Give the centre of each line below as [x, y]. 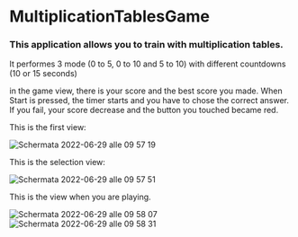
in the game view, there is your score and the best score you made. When [146, 91]
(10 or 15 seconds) [44, 74]
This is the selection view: [58, 162]
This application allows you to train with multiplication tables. [146, 45]
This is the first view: [48, 127]
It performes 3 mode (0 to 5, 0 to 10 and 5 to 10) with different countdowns [148, 64]
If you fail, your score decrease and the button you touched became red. [144, 110]
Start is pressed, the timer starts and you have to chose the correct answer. [149, 101]
